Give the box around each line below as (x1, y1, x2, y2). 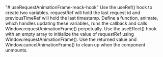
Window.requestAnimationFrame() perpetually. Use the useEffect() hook (5, 26, 157, 32)
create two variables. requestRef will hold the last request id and (5, 10, 141, 16)
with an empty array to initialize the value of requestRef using (5, 31, 134, 37)
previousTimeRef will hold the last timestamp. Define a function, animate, (5, 15, 158, 21)
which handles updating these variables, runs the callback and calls (5, 20, 148, 26)
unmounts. (5, 47, 28, 53)
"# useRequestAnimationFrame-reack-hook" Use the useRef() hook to (5, 5, 153, 10)
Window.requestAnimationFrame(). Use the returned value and (5, 36, 137, 42)
